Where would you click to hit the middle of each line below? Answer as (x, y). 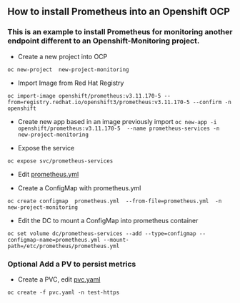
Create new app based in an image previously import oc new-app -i (117, 121)
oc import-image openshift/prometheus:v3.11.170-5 (84, 96)
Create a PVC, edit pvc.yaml (59, 279)
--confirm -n (212, 102)
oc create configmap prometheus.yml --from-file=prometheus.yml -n (115, 201)
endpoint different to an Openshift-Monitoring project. (104, 41)
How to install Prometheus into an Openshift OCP (119, 12)
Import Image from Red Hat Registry (71, 83)
